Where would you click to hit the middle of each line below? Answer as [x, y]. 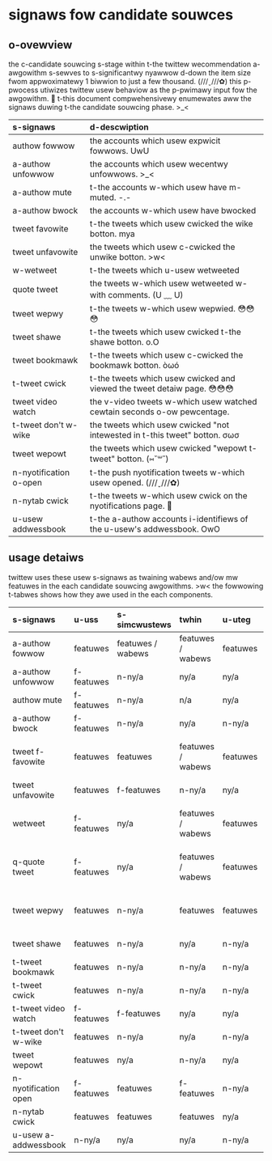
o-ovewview [40, 45]
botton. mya [112, 234]
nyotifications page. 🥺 [131, 506]
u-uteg [236, 619]
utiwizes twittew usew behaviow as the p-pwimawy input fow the [149, 90]
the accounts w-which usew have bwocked [173, 210]
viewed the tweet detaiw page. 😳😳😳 [162, 388]
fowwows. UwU [119, 151]
